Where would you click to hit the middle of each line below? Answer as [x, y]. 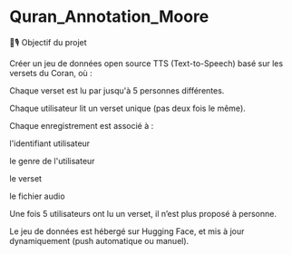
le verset [26, 178]
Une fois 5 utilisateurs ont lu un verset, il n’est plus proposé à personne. [143, 213]
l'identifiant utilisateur [50, 143]
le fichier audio [37, 196]
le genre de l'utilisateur [52, 161]
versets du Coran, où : [51, 73]
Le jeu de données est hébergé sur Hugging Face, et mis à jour [127, 231]
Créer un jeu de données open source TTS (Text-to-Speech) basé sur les [146, 63]
